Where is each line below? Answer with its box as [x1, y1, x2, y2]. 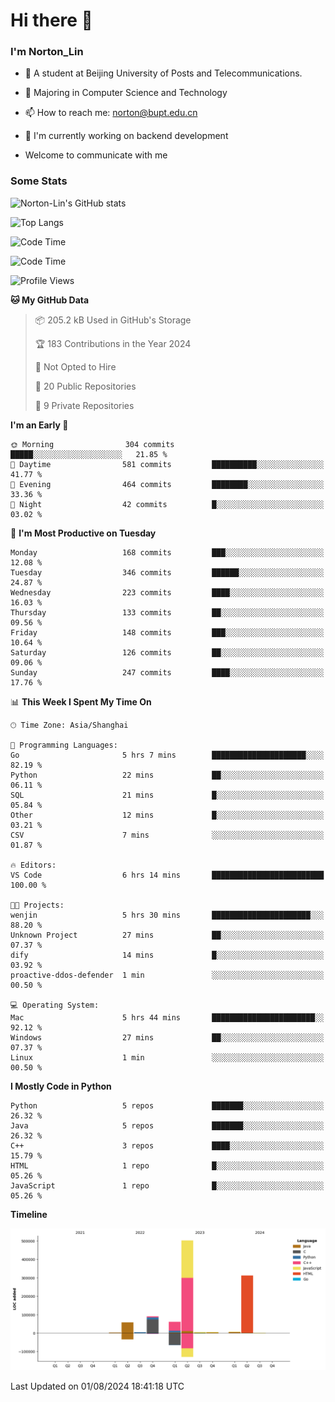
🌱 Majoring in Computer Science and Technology [24, 87, 228, 99]
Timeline [10, 1208, 48, 1220]
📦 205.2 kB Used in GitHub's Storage [34, 314, 192, 326]
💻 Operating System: [10, 1000, 100, 1010]
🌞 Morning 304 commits [10, 439, 175, 449]
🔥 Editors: [10, 860, 57, 870]
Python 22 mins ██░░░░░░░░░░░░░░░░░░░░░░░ [10, 770, 325, 780]
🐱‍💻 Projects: [10, 900, 65, 910]
